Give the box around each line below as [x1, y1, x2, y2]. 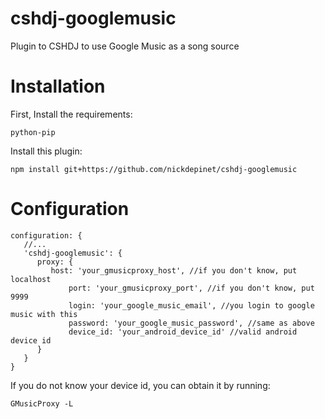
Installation [10, 75, 106, 98]
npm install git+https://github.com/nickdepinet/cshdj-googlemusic [10, 164, 298, 174]
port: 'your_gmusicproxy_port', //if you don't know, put [68, 283, 315, 293]
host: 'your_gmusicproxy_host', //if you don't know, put [50, 265, 298, 276]
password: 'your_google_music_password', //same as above [68, 318, 315, 328]
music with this [10, 309, 78, 319]
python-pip [10, 127, 56, 137]
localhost [10, 274, 52, 284]
